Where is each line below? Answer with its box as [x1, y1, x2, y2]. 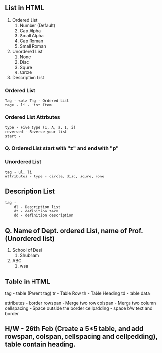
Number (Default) [19, 22, 56, 28]
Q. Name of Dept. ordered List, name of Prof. [5, 226, 143, 235]
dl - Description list [14, 205, 61, 210]
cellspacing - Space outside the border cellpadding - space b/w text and [5, 305, 153, 311]
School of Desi [12, 247, 42, 253]
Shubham [19, 252, 39, 258]
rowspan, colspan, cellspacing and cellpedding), [5, 332, 158, 341]
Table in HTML [5, 277, 50, 285]
